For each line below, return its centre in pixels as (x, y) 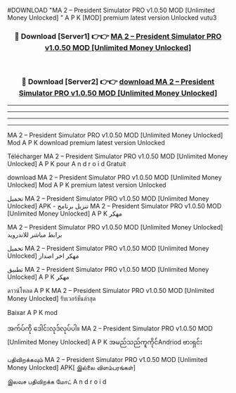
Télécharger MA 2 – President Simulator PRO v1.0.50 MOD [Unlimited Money (118, 156)
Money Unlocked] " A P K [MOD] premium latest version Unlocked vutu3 (112, 18)
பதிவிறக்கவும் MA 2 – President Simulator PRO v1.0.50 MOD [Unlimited (107, 359)
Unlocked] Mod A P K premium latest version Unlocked (87, 185)
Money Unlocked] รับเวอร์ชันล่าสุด (52, 298)
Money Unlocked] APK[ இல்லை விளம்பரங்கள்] (71, 367)
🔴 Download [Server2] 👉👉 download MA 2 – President (118, 82)
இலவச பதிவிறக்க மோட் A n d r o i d (57, 381)
